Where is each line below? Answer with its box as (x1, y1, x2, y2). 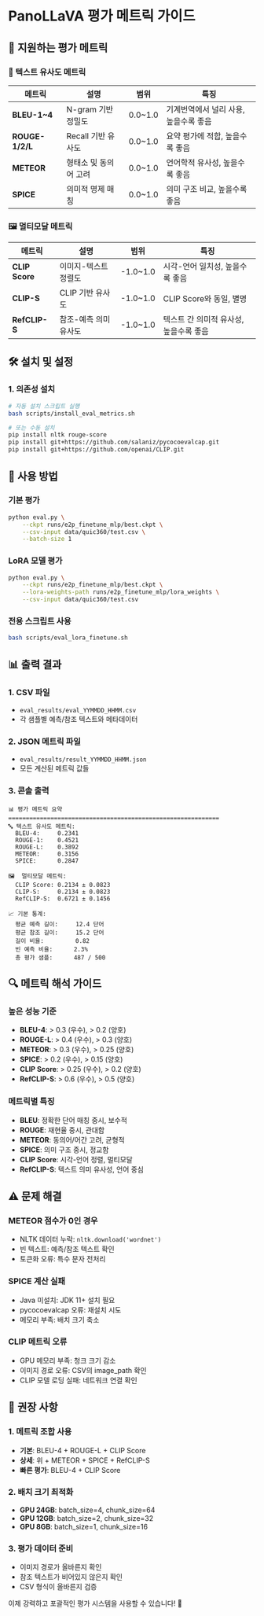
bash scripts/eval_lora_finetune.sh (8, 634, 128, 642)
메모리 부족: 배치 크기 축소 (19, 1315, 100, 1324)
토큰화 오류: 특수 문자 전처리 (19, 1254, 106, 1264)
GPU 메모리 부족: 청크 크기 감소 (19, 1356, 116, 1365)
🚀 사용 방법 (8, 469, 59, 483)
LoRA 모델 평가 (8, 555, 63, 566)
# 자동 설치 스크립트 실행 (8, 402, 80, 410)
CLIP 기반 (59, 288, 94, 299)
